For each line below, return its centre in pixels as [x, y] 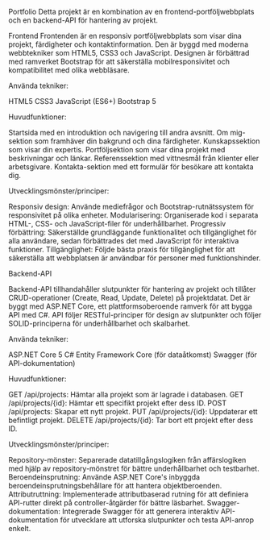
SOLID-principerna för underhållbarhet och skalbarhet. [100, 323]
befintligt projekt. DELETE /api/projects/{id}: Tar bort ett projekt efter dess [131, 420]
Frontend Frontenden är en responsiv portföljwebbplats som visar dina [125, 36]
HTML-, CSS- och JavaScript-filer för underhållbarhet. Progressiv [117, 224]
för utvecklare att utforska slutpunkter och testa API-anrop [157, 520]
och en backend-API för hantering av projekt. [83, 20]
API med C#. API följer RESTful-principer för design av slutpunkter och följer [135, 315]
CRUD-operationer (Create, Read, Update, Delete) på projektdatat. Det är [129, 298]
